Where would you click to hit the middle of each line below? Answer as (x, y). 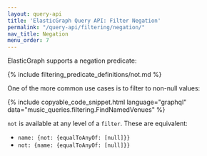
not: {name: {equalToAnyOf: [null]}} (74, 146)
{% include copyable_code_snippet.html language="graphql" (97, 102)
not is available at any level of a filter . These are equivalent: (97, 124)
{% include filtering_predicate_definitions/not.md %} (85, 75)
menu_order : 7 (29, 41)
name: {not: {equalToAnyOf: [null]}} (74, 138)
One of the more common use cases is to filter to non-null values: (104, 88)
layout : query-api (35, 14)
